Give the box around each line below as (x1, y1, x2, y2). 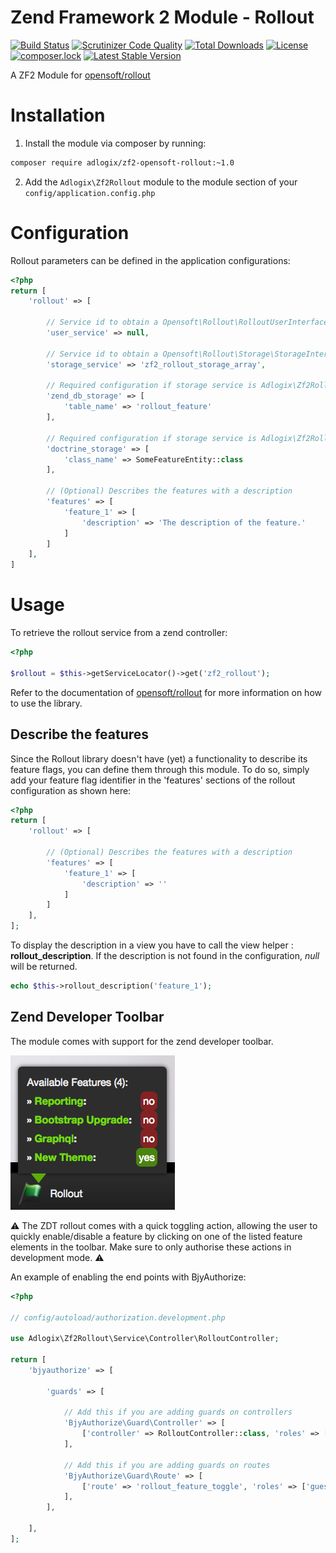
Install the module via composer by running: (24, 137, 207, 149)
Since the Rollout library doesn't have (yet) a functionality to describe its (10, 752, 308, 765)
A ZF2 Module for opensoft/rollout (10, 69, 151, 81)
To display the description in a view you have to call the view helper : (10, 939, 294, 951)
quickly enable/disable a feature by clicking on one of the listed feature (10, 1230, 303, 1242)
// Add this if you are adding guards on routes (63, 1460, 271, 1470)
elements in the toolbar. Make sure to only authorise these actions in (10, 1241, 292, 1253)
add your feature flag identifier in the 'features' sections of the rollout (10, 774, 296, 786)
